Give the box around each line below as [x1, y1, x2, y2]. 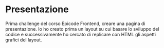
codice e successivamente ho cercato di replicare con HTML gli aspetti [5, 31, 156, 37]
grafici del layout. [5, 37, 42, 43]
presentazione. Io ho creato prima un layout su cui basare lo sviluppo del [5, 26, 159, 32]
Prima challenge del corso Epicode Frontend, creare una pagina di [5, 20, 145, 27]
